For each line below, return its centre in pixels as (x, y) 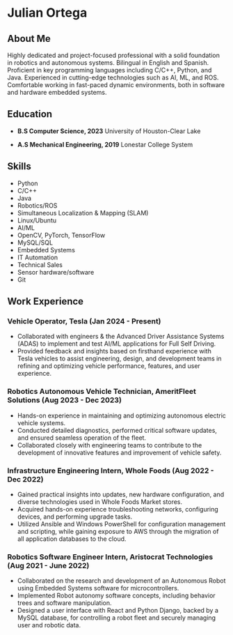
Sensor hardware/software (56, 272)
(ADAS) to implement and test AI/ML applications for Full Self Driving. (116, 344)
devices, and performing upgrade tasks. (75, 517)
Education (30, 114)
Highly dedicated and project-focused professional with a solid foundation (114, 55)
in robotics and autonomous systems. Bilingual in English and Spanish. (108, 63)
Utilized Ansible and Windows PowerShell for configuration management (121, 523)
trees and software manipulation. (64, 603)
